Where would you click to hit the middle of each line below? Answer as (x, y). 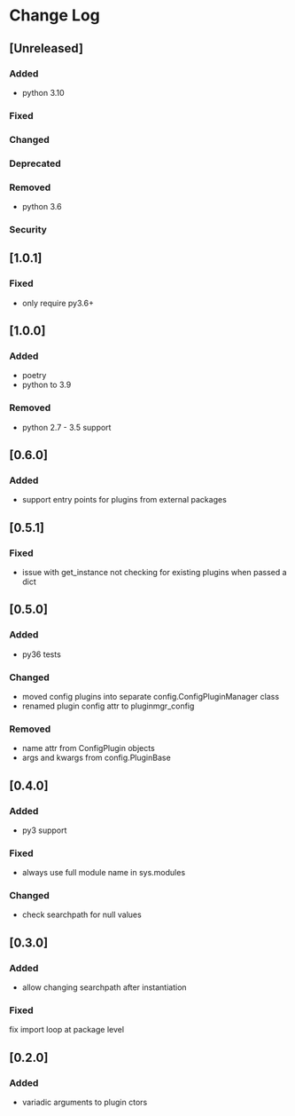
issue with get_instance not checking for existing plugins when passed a (154, 572)
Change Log (54, 16)
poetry (34, 376)
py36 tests (42, 654)
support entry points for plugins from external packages (124, 500)
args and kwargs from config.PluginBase (96, 758)
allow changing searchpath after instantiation (105, 987)
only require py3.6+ (58, 303)
